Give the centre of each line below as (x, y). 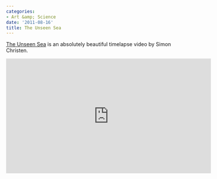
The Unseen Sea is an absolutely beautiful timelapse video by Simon (89, 44)
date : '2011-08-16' (30, 22)
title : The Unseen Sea (34, 28)
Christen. (17, 51)
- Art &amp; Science (31, 17)
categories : (20, 11)
